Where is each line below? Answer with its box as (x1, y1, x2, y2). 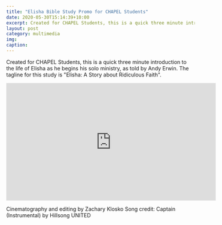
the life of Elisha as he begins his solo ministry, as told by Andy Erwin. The (6, 64, 189, 72)
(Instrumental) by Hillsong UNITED (6, 211, 91, 218)
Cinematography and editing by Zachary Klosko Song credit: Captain (6, 205, 175, 212)
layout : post (6, 25, 39, 32)
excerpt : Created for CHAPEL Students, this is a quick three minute (6, 20, 184, 26)
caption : (6, 42, 28, 48)
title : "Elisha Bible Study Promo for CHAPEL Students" (6, 8, 148, 15)
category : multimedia (6, 31, 60, 37)
